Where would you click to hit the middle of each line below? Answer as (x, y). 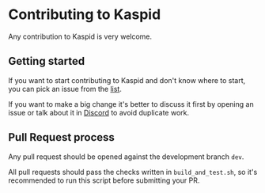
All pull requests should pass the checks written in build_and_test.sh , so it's (133, 172)
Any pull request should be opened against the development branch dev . (126, 157)
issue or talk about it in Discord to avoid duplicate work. (99, 112)
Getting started (47, 61)
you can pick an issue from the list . (65, 89)
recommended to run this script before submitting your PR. (104, 180)
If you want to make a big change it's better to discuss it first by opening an (131, 104)
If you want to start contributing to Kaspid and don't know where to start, (127, 80)
